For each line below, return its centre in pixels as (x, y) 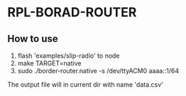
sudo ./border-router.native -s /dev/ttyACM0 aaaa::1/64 (98, 71)
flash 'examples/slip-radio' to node (69, 55)
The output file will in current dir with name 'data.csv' (85, 85)
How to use (33, 39)
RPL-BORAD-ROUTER (72, 12)
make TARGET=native (49, 63)
